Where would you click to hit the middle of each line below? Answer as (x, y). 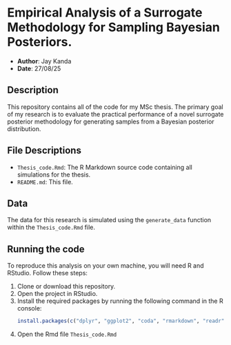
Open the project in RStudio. (57, 294)
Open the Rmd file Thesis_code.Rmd (67, 334)
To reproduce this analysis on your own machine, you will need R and (106, 266)
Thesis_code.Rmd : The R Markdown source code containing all (105, 167)
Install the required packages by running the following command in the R (120, 301)
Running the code (46, 249)
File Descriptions (44, 151)
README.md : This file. (45, 181)
